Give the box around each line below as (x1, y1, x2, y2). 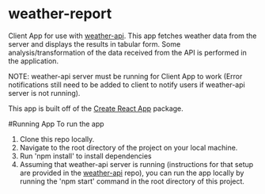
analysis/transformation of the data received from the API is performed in (8, 48, 247, 57)
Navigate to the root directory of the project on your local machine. (19, 143, 238, 152)
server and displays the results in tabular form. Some (8, 39, 181, 48)
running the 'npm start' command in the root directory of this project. (19, 176, 245, 186)
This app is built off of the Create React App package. (8, 104, 184, 113)
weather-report (8, 5, 112, 23)
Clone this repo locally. (19, 134, 95, 143)
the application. (8, 56, 59, 66)
